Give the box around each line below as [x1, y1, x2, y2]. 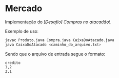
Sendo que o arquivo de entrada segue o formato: [5, 51, 106, 57]
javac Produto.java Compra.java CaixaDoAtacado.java [5, 37, 115, 43]
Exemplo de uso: [5, 28, 39, 34]
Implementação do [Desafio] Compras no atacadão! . [5, 19, 112, 25]
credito [5, 60, 21, 65]
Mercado [5, 3, 42, 14]
